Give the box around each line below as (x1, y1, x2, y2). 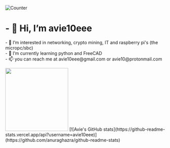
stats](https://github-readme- (103, 126, 165, 132)
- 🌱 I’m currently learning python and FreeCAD (5, 50, 103, 56)
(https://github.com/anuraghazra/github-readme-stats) (5, 137, 120, 143)
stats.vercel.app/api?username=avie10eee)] (5, 131, 97, 137)
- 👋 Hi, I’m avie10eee (5, 23, 92, 34)
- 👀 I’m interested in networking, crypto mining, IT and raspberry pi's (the (5, 39, 158, 45)
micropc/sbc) (5, 45, 33, 51)
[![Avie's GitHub (69, 126, 103, 132)
